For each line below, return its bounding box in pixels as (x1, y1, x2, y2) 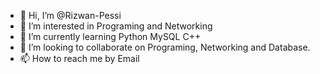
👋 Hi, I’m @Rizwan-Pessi (19, 10, 122, 21)
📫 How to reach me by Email (19, 53, 140, 64)
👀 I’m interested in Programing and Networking (19, 20, 213, 32)
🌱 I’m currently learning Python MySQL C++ (19, 31, 202, 42)
